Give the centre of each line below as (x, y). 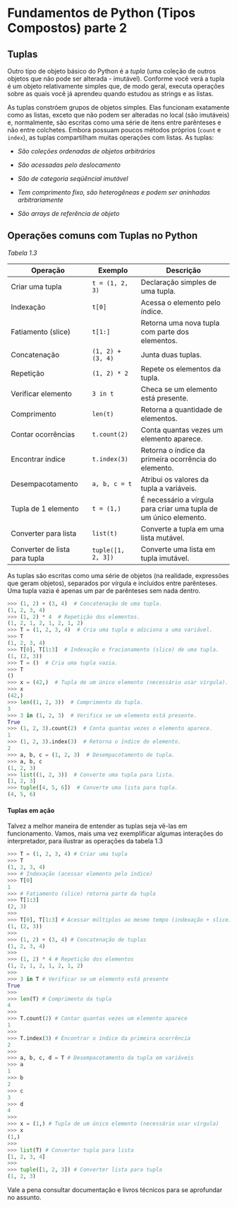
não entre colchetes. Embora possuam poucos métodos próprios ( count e (114, 130)
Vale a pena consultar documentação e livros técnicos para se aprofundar (115, 1190)
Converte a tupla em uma (182, 529)
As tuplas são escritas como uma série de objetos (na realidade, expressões (118, 575)
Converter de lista (41, 549)
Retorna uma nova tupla (180, 323)
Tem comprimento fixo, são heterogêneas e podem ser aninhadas (114, 192)
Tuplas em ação (31, 810)
